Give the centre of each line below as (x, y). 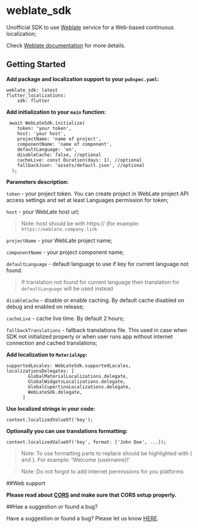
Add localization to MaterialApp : (47, 354)
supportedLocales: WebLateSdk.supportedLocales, (69, 366)
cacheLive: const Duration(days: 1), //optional (80, 160)
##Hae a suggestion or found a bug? (52, 506)
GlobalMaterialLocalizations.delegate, (78, 376)
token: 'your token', (44, 128)
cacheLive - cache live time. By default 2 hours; (65, 318)
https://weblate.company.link (59, 229)
